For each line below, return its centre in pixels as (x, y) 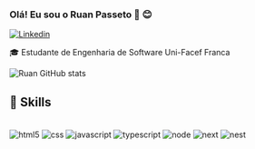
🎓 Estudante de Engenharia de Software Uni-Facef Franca (120, 53)
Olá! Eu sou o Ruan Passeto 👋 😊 (81, 15)
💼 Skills (30, 102)
